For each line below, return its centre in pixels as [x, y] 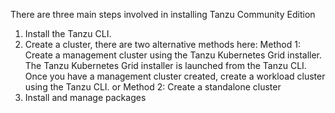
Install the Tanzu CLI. [68, 33]
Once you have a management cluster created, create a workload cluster [175, 76]
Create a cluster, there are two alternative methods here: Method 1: [162, 44]
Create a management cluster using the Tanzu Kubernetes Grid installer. [173, 55]
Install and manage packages [85, 97]
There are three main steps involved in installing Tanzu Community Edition [163, 14]
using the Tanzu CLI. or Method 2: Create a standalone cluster [153, 87]
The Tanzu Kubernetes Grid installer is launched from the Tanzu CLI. [165, 65]
